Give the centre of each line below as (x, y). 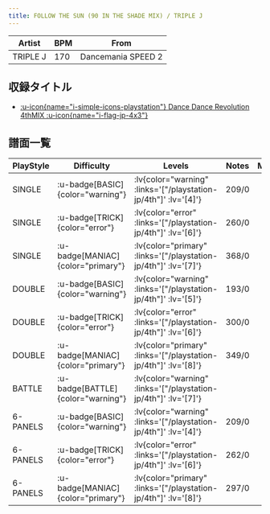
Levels (176, 166)
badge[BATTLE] (88, 389)
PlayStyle (31, 166)
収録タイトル (40, 87)
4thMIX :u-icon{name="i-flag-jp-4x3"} (84, 115)
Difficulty (92, 166)
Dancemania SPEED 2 (121, 56)
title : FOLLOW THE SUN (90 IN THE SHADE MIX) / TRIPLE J (106, 16)
